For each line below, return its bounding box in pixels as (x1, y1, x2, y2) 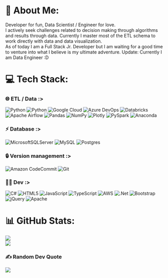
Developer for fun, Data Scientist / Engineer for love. (5, 22, 116, 28)
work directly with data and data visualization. (5, 38, 102, 44)
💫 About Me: (5, 5, 59, 16)
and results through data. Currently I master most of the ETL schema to (5, 32, 156, 39)
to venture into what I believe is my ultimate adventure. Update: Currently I (5, 49, 162, 55)
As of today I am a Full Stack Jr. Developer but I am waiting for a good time (5, 43, 163, 49)
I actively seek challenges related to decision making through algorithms (5, 27, 158, 33)
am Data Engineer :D (5, 54, 49, 61)
